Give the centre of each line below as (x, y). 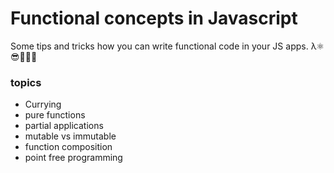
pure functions (55, 115)
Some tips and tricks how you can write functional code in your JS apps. (159, 46)
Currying (43, 104)
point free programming (73, 158)
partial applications (64, 126)
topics (26, 82)
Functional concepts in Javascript (154, 18)
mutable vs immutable (70, 136)
